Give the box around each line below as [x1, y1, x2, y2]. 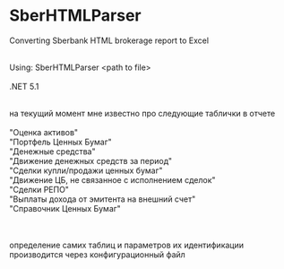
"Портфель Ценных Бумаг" [9, 136, 112, 147]
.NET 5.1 [9, 81, 39, 91]
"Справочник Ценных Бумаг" [9, 203, 121, 213]
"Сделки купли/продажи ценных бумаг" [9, 165, 163, 176]
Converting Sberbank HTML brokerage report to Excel [9, 35, 209, 46]
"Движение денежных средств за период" [9, 155, 173, 166]
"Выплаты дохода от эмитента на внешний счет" [9, 194, 196, 204]
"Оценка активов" [9, 126, 79, 137]
